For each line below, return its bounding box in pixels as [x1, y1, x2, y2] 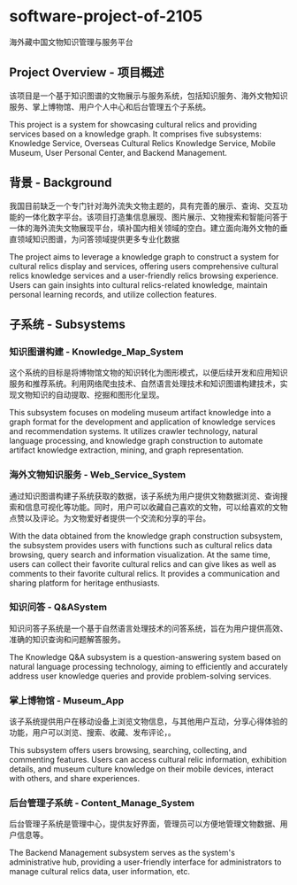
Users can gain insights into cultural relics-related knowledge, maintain [9, 279, 268, 290]
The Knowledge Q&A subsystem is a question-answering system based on [9, 651, 281, 662]
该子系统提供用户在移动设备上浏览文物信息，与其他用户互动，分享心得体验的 [9, 716, 288, 727]
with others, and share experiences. [9, 773, 141, 784]
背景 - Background [9, 175, 112, 190]
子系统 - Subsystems [9, 316, 126, 331]
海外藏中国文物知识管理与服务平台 [9, 36, 133, 47]
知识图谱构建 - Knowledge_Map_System [9, 345, 184, 358]
